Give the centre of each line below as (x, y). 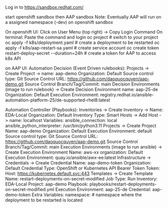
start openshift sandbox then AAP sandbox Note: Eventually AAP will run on (83, 17)
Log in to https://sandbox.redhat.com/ (44, 7)
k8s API (13, 58)
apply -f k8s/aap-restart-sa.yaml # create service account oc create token (82, 48)
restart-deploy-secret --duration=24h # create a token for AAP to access (81, 53)
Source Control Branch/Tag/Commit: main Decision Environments (92, 84)
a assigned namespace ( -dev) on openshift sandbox (59, 22)
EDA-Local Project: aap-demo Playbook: (47, 184)
